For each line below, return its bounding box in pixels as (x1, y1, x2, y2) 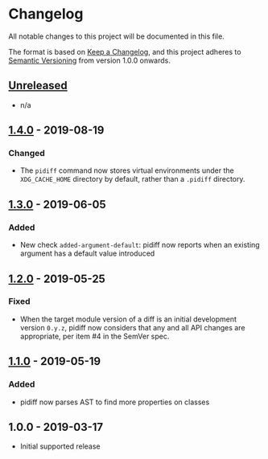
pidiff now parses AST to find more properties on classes (19, 397, 210, 407)
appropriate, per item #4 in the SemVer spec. (19, 331, 170, 341)
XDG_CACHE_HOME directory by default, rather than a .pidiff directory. (19, 174, 245, 184)
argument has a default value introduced (19, 248, 155, 258)
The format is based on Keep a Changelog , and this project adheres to (8, 47, 241, 56)
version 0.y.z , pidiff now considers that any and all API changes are (19, 322, 245, 332)
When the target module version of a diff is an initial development (19, 314, 237, 324)
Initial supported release (19, 441, 101, 451)
